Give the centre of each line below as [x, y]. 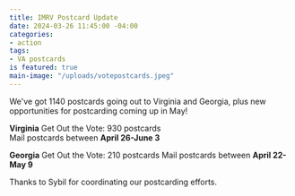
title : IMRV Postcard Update [64, 17]
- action [26, 43]
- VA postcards [38, 59]
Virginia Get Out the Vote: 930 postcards [85, 128]
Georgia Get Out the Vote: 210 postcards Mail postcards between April [140, 155]
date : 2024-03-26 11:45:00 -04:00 [74, 26]
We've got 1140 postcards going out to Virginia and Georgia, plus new [138, 101]
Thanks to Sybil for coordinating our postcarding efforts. [113, 182]
